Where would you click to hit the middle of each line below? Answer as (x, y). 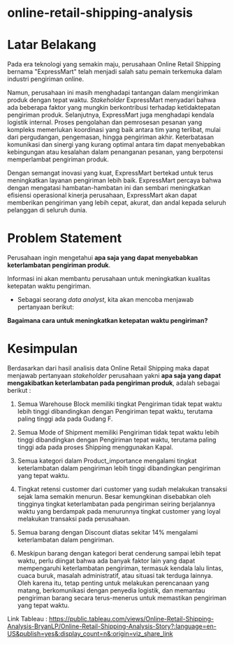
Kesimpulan (43, 349)
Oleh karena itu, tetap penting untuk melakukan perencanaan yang (113, 583)
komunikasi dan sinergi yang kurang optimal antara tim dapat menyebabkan (116, 145)
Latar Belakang (52, 45)
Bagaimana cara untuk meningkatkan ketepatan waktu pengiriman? (108, 321)
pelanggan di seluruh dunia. (47, 210)
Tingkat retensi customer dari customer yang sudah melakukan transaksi (122, 489)
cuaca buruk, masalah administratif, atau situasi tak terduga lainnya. (115, 575)
